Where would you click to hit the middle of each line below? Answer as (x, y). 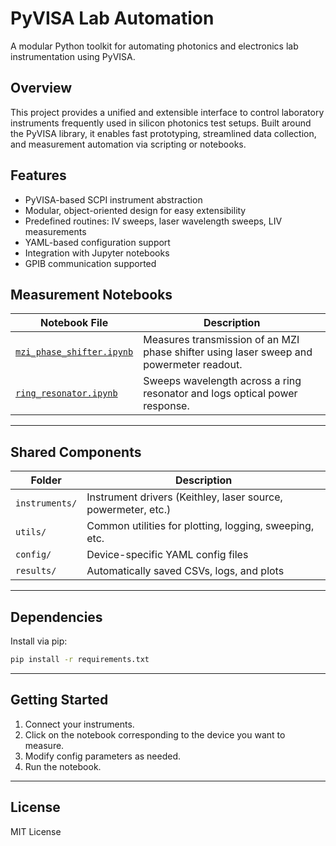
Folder (46, 480)
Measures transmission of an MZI (221, 340)
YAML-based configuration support (97, 242)
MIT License (36, 831)
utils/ (31, 532)
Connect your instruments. (79, 724)
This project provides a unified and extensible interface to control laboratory (167, 112)
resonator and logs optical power (220, 394)
